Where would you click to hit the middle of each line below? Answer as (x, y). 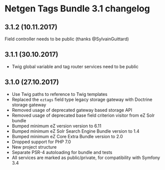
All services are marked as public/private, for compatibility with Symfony (86, 158)
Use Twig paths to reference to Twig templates (59, 94)
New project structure (34, 147)
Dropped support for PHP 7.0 (41, 142)
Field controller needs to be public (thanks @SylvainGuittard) (67, 39)
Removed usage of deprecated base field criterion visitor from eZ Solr (83, 115)
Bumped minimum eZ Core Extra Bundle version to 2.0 (67, 136)
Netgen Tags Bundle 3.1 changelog (77, 9)
